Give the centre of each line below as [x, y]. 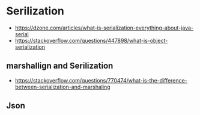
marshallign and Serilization [60, 66]
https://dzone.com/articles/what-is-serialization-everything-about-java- [104, 28]
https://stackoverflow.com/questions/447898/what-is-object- [91, 40]
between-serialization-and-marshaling [62, 87]
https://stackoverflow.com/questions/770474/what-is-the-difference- [101, 80]
